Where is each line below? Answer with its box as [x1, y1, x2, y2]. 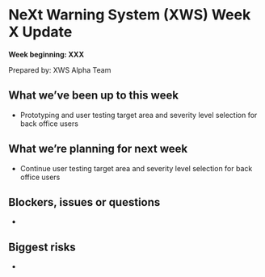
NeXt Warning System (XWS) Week [8, 6, 251, 24]
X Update [8, 23, 73, 41]
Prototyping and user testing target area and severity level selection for [19, 110, 258, 120]
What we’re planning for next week [8, 142, 188, 156]
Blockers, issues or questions [8, 195, 161, 209]
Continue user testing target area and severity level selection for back [19, 163, 253, 173]
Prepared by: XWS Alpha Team [8, 65, 111, 74]
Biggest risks [8, 240, 77, 254]
